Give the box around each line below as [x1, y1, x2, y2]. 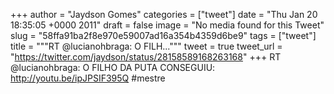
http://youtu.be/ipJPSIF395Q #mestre [10, 72, 166, 84]
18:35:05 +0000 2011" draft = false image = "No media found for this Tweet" [10, 19, 325, 31]
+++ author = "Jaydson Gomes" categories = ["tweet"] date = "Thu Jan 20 [10, 9, 318, 20]
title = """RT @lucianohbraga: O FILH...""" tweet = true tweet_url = [10, 40, 283, 52]
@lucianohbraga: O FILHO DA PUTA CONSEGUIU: [10, 62, 216, 73]
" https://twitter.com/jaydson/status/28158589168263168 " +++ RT [10, 51, 282, 63]
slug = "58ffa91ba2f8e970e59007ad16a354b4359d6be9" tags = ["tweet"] [10, 30, 317, 41]
